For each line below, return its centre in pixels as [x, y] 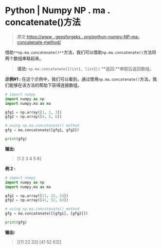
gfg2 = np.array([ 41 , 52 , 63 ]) [37, 200]
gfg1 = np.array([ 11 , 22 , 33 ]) [37, 196]
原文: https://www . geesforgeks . [50, 37]
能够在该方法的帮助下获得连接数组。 [45, 85]
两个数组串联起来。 [24, 58]
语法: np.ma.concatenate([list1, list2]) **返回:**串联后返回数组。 [85, 69]
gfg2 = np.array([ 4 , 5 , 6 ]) [34, 117]
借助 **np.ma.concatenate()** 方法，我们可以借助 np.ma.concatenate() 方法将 [81, 52]
